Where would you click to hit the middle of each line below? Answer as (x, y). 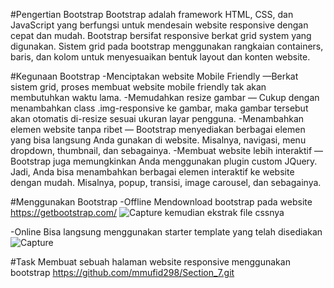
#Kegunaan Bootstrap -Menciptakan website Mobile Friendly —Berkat (154, 76)
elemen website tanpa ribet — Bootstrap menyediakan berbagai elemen (158, 129)
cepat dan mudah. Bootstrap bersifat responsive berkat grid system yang (161, 35)
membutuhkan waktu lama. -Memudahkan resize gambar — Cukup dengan (165, 97)
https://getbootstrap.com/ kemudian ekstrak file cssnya (147, 212)
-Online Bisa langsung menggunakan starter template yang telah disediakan (166, 232)
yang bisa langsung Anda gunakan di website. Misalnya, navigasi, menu (158, 140)
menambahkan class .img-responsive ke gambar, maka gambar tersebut (159, 108)
